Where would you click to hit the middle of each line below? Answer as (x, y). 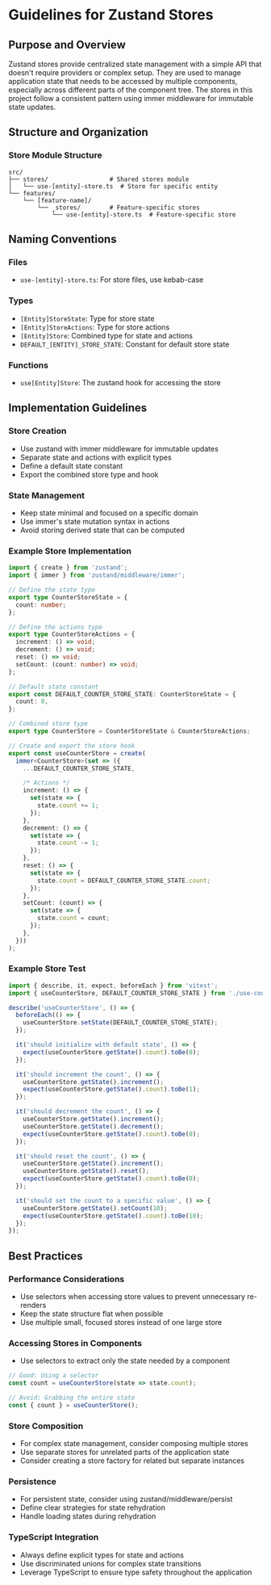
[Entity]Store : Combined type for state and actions (106, 335)
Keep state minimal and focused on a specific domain (109, 513)
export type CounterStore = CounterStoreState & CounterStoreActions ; (129, 731)
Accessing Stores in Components (75, 1343)
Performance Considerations (67, 1279)
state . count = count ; (74, 919)
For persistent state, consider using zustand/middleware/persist (126, 1499)
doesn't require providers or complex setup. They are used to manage (125, 73)
